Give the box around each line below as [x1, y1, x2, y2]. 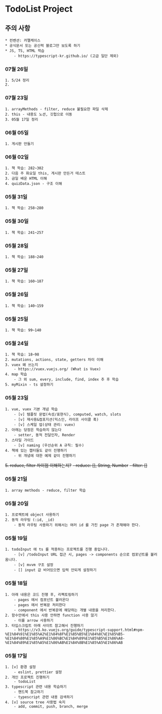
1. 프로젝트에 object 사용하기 [5, 512, 59, 518]
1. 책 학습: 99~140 [5, 327, 41, 333]
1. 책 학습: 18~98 [5, 352, 39, 357]
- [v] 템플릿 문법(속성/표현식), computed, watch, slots [14, 412, 122, 417]
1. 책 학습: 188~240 [5, 254, 44, 260]
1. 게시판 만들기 [5, 141, 34, 146]
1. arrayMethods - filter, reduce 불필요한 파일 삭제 [5, 107, 108, 111]
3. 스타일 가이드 [5, 438, 34, 443]
